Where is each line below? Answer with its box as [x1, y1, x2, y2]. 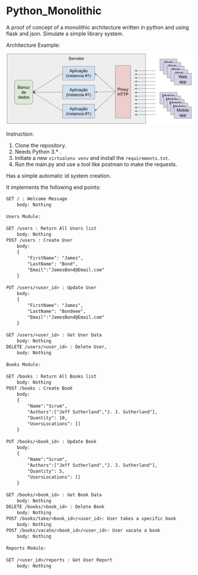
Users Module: [6, 213, 41, 220]
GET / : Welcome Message [6, 195, 68, 202]
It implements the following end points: [6, 184, 101, 191]
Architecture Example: [6, 41, 60, 49]
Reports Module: [6, 545, 46, 551]
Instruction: [6, 130, 34, 137]
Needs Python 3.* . [14, 148, 62, 155]
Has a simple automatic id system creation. [6, 172, 111, 179]
